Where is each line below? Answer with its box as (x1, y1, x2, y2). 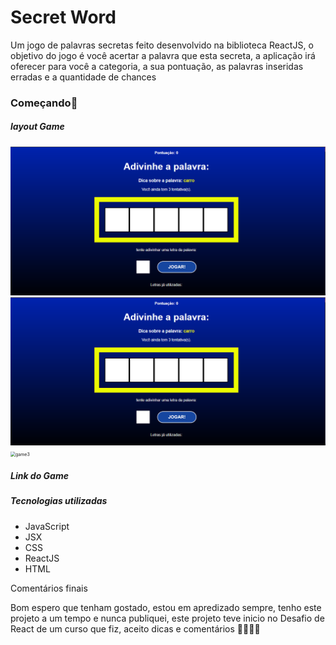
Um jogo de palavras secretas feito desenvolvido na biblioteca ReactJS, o (10, 39, 314, 51)
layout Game (10, 121, 65, 133)
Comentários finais (10, 582, 88, 594)
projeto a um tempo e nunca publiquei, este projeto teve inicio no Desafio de (10, 612, 325, 624)
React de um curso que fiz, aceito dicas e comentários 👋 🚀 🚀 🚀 (10, 622, 261, 635)
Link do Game (10, 469, 69, 481)
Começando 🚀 (10, 96, 78, 110)
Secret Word (10, 6, 117, 29)
